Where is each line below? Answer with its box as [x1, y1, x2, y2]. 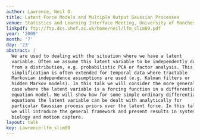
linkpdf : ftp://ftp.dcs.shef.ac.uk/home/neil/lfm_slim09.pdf [6, 25, 161, 32]
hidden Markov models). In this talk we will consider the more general [11, 81, 196, 87]
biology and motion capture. [11, 114, 84, 120]
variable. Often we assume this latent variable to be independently [11, 58, 187, 64]
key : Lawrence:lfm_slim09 [6, 125, 70, 131]
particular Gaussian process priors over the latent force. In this [11, 102, 185, 109]
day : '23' [6, 42, 31, 48]
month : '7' [6, 36, 33, 42]
